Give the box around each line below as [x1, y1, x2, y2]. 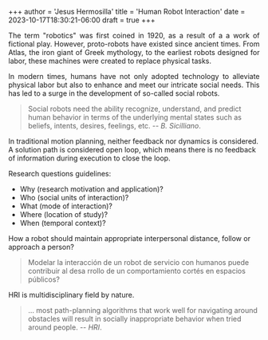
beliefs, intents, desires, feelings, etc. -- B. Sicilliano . [27, 121, 201, 130]
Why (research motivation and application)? [19, 184, 164, 194]
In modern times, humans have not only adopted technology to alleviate [8, 72, 260, 81]
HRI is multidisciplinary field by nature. [8, 291, 135, 299]
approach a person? [8, 243, 74, 251]
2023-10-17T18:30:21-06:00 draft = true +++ [8, 15, 156, 25]
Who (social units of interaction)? [19, 193, 129, 202]
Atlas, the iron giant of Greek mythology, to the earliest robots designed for [8, 48, 260, 57]
